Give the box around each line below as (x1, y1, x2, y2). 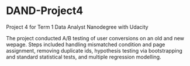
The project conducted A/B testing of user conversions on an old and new (6, 34, 185, 41)
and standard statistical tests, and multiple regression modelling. (6, 53, 162, 60)
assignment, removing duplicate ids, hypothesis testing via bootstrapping (6, 47, 182, 54)
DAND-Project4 (6, 4, 84, 18)
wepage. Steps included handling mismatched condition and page (6, 41, 165, 48)
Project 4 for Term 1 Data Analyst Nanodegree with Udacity (6, 23, 148, 30)
